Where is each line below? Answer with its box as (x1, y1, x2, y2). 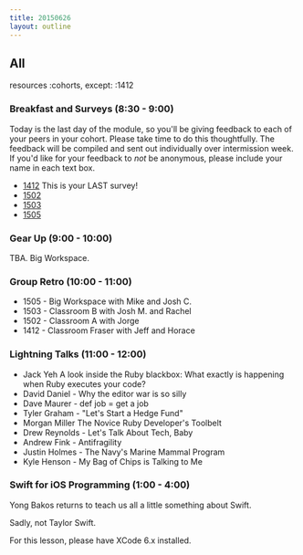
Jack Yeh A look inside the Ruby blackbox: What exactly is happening (22, 369, 285, 380)
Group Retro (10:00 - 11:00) (9, 275, 132, 288)
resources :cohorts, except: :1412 (9, 79, 134, 91)
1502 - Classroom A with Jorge (22, 316, 140, 327)
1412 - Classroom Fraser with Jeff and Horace (22, 325, 196, 336)
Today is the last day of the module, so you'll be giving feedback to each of (9, 123, 292, 134)
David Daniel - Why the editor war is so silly (22, 388, 187, 399)
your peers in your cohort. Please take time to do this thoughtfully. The (9, 133, 276, 144)
